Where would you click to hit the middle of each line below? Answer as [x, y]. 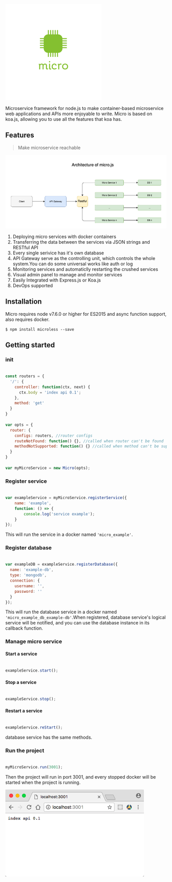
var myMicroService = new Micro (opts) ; [48, 468]
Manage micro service [34, 641]
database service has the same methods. [49, 737]
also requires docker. [27, 319]
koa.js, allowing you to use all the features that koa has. [64, 119]
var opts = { [19, 425]
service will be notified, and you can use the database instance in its [78, 623]
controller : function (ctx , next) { [52, 387]
